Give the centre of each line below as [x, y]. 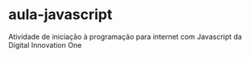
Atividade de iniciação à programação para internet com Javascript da [125, 37]
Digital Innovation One [45, 44]
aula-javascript [60, 15]
